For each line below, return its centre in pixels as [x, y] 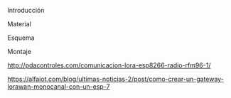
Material [20, 24]
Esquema [21, 38]
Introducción [26, 10]
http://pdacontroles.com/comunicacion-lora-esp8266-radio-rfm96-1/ [109, 65]
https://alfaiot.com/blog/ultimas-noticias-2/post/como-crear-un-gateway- [116, 79]
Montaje [20, 51]
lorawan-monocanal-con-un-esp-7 [59, 87]
